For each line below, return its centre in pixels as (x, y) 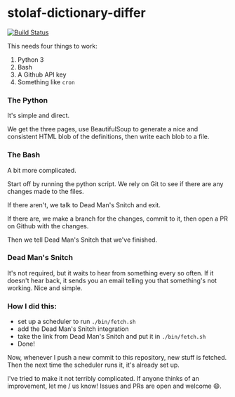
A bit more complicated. (42, 170)
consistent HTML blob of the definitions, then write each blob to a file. (108, 137)
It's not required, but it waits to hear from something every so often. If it (110, 273)
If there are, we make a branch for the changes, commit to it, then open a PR (117, 219)
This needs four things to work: (53, 46)
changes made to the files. (46, 191)
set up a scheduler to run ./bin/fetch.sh (76, 322)
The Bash (24, 155)
